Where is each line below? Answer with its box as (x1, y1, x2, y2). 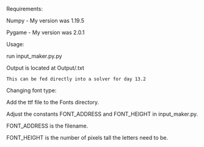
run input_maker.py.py (6, 52, 62, 60)
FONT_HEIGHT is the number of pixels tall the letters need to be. (6, 134, 169, 141)
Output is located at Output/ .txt (6, 64, 84, 71)
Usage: (6, 41, 24, 48)
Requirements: (6, 5, 43, 12)
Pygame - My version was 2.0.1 (6, 29, 85, 36)
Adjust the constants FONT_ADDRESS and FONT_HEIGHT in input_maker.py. (6, 110, 199, 118)
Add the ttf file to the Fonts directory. (6, 99, 100, 106)
